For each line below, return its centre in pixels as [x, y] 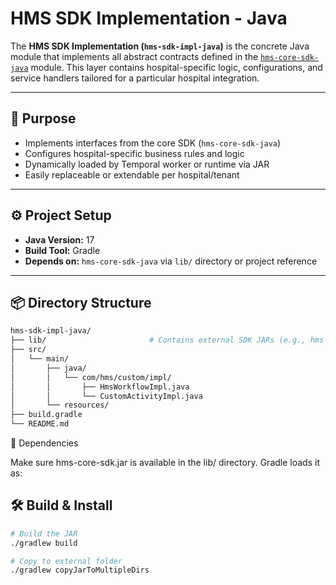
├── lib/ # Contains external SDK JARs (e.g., [158, 340]
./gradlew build [44, 543]
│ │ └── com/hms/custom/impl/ [91, 377]
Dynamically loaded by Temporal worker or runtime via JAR [147, 164]
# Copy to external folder [66, 561]
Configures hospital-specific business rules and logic [134, 153]
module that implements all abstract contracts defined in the [134, 56]
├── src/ [28, 350]
